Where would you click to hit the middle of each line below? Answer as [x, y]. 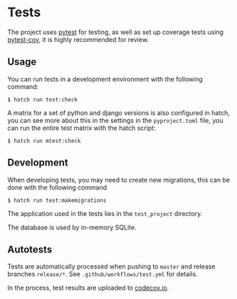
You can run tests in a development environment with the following [105, 79]
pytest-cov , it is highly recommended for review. [78, 39]
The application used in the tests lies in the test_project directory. [105, 213]
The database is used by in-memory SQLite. [72, 227]
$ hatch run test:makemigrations [57, 200]
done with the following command [57, 187]
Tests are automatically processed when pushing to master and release [111, 266]
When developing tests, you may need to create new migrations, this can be [119, 180]
